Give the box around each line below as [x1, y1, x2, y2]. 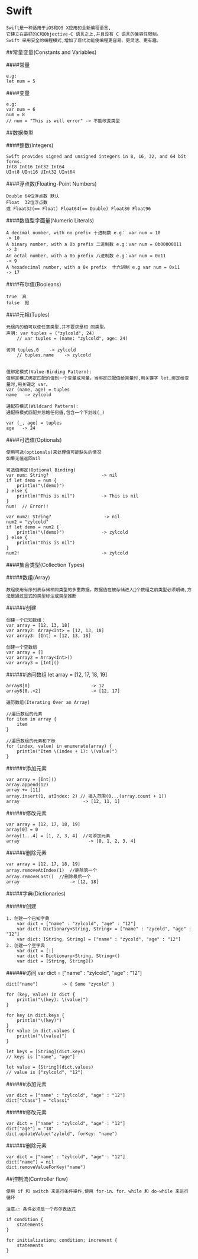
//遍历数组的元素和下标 [6, 738, 56, 744]
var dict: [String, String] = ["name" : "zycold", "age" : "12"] [17, 936, 181, 942]
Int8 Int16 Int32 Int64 [6, 164, 65, 170]
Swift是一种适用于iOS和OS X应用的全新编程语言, [6, 25, 111, 31]
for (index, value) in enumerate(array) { [6, 743, 112, 749]
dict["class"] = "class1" [6, 1097, 70, 1104]
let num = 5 [6, 78, 35, 84]
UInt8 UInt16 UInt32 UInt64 [6, 169, 76, 175]
